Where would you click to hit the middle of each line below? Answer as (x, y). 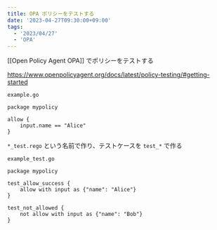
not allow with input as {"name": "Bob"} (81, 215)
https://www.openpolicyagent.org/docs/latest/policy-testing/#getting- (108, 75)
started (18, 82)
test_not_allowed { (36, 208)
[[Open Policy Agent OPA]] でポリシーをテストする (81, 61)
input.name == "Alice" (53, 126)
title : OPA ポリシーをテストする (51, 14)
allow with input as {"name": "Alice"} (78, 190)
